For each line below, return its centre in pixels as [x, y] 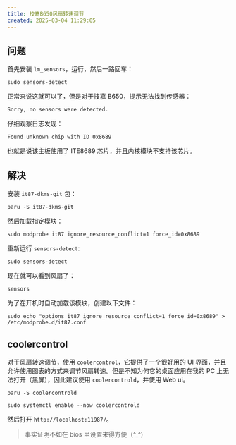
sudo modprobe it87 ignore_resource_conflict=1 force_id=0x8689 [104, 234]
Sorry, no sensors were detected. [58, 110]
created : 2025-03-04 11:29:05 [52, 20]
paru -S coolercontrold [42, 393]
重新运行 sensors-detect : [44, 248]
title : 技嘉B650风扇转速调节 [46, 14]
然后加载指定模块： [35, 221]
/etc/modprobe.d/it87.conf [47, 323]
